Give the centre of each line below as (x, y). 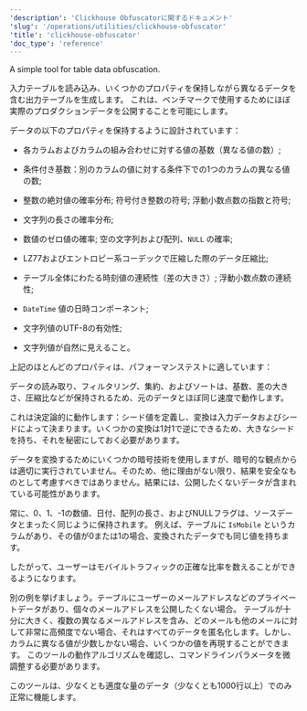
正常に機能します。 (45, 697)
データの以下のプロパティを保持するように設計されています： (125, 131)
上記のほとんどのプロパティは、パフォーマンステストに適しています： (141, 367)
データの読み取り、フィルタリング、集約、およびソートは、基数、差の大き (149, 387)
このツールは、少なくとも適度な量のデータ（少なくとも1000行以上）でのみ (151, 685)
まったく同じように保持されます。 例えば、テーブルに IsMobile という (156, 525)
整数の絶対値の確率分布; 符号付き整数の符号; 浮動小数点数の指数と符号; (157, 200)
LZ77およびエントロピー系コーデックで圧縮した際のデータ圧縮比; (145, 259)
